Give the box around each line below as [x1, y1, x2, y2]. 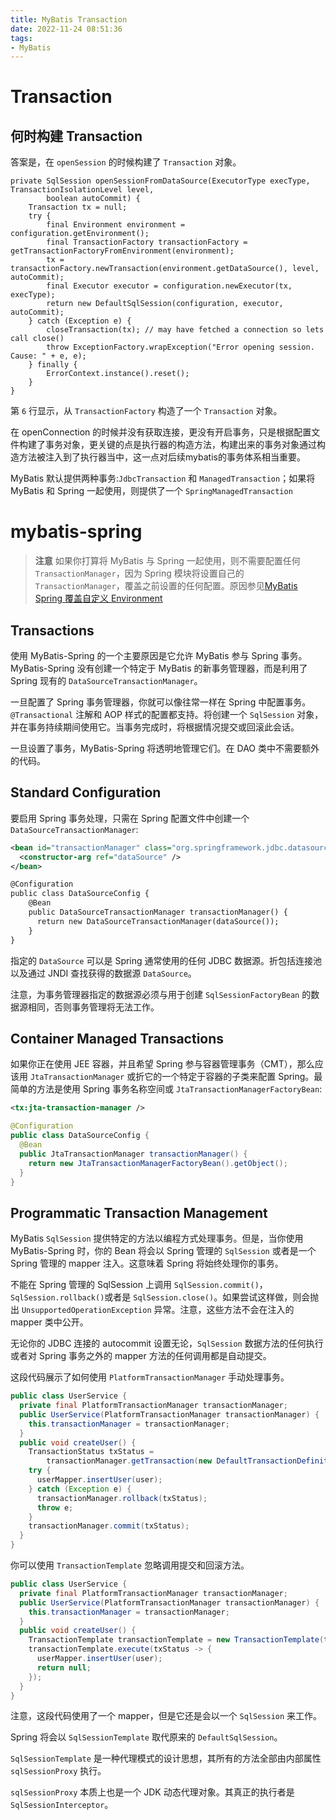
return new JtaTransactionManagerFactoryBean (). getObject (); [28, 1158, 288, 1168]
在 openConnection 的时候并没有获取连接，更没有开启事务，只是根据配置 [10, 426, 312, 438]
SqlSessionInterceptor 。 [10, 1799, 114, 1811]
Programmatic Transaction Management [10, 1204, 268, 1221]
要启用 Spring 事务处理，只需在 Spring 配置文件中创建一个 [10, 812, 250, 824]
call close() [10, 334, 65, 344]
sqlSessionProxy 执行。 [10, 1765, 107, 1777]
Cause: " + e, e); [10, 351, 87, 361]
